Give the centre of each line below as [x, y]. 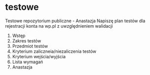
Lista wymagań [28, 62]
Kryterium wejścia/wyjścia [39, 56]
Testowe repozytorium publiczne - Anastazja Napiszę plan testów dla [75, 21]
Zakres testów [27, 40]
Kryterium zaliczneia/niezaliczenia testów [54, 51]
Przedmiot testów [30, 46]
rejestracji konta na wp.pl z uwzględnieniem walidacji [59, 26]
